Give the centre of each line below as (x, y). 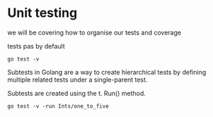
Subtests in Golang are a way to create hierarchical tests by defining (107, 72)
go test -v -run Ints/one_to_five (58, 106)
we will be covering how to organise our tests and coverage (94, 32)
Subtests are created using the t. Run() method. (77, 93)
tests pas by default (36, 46)
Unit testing (42, 13)
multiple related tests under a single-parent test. (77, 80)
